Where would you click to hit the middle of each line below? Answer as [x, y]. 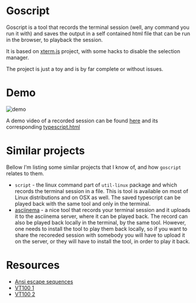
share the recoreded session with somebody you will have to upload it [100, 235]
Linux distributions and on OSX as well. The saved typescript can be [98, 197]
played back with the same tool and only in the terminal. [83, 203]
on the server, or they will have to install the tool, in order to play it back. [102, 241]
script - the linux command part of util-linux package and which [96, 185]
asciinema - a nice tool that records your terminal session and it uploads [102, 210]
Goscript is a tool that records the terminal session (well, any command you [98, 27]
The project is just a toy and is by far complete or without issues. [85, 69]
